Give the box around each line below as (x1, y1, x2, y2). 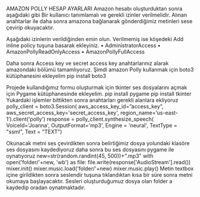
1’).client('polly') (6, 115, 46, 123)
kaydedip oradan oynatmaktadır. (6, 184, 85, 191)
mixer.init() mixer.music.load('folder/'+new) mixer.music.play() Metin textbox (6, 165, 194, 172)
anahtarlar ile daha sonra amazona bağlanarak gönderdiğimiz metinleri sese (6, 18, 193, 24)
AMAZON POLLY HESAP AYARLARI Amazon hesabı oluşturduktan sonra (6, 5, 183, 12)
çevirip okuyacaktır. (6, 24, 55, 31)
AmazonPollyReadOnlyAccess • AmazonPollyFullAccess (6, 48, 145, 55)
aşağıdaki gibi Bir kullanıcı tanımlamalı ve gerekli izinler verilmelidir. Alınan (6, 11, 187, 18)
